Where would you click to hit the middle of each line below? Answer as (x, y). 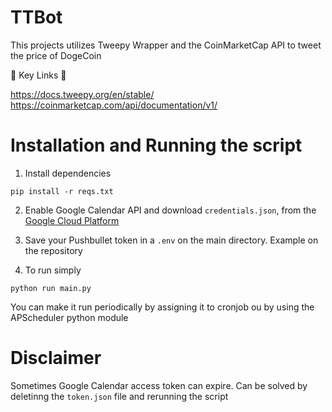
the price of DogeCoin (56, 55)
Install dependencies (68, 173)
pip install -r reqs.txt (62, 191)
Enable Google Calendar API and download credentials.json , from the (170, 210)
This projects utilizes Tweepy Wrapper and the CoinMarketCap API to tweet (166, 45)
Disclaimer (56, 358)
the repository (53, 250)
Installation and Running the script (156, 145)
